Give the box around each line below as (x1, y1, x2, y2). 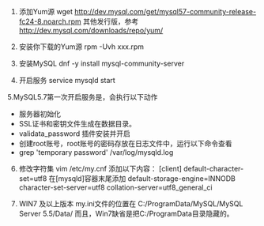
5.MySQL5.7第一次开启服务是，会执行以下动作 (7, 92, 158, 101)
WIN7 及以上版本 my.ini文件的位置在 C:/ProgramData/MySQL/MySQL (18, 199, 243, 208)
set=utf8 (18, 174, 47, 183)
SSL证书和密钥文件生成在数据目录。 (18, 119, 136, 128)
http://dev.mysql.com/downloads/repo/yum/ (18, 26, 164, 35)
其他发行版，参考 (83, 17, 139, 26)
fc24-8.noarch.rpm (18, 17, 82, 26)
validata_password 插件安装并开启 (18, 129, 131, 138)
